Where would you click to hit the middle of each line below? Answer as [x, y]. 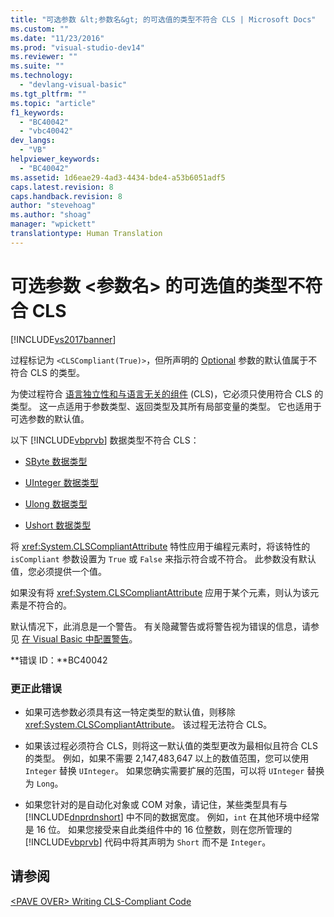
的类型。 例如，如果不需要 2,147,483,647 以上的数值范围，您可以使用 [167, 758]
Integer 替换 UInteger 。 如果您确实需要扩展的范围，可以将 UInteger [164, 770]
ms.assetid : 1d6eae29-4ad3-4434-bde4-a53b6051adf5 [118, 177]
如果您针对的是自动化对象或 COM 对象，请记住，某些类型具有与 [156, 804]
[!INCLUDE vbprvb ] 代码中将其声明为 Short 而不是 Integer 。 [148, 842]
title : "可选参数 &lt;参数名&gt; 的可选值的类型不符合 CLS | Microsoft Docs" [163, 19]
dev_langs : [33, 141]
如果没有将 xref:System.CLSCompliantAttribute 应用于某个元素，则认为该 [160, 592]
